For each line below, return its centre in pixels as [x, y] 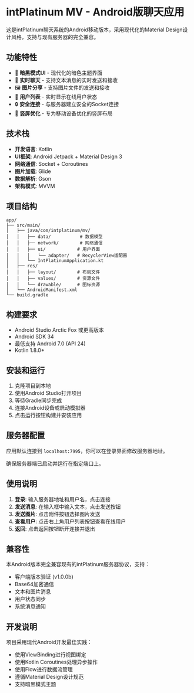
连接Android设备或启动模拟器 [50, 408]
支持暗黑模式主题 [35, 684]
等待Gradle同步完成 [38, 400]
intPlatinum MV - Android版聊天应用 [95, 12]
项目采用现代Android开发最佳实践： [49, 642]
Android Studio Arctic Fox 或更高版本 [59, 330]
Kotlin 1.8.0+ [30, 350]
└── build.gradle [27, 295]
